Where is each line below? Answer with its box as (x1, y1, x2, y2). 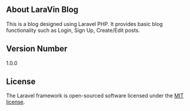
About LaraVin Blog (6, 5, 79, 15)
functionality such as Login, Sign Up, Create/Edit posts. (6, 27, 140, 34)
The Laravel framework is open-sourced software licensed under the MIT (6, 92, 184, 99)
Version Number (6, 44, 68, 54)
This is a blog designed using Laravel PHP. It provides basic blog (6, 20, 163, 27)
